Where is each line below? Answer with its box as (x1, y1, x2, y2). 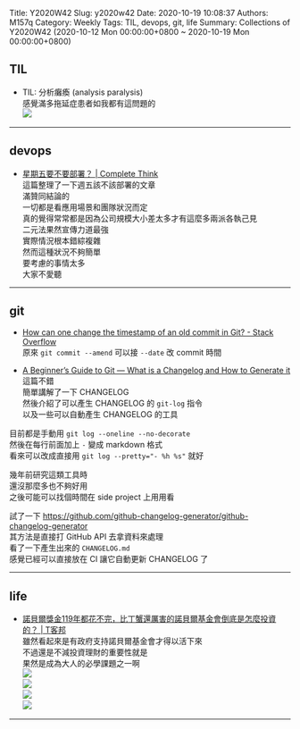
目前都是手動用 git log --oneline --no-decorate (9, 428, 190, 439)
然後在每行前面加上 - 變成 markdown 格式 (9, 440, 163, 450)
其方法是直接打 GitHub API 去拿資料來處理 (9, 532, 163, 542)
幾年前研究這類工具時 (9, 469, 87, 481)
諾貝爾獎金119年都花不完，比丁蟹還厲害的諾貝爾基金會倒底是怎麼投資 (21, 614, 277, 624)
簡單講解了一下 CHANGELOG (21, 387, 129, 398)
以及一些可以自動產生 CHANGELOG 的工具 (21, 409, 179, 420)
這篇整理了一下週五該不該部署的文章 (21, 179, 156, 190)
